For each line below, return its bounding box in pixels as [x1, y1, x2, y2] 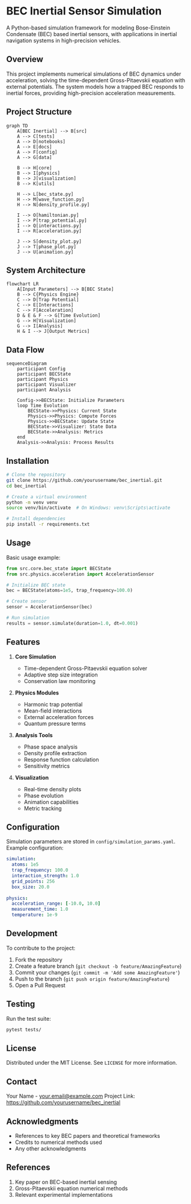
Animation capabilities [23, 798, 79, 806]
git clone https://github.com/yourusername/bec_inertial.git [6, 477, 163, 483]
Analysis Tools [14, 731, 53, 738]
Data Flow [6, 344, 44, 355]
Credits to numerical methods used [14, 1139, 102, 1146]
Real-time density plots [23, 785, 82, 792]
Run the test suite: [6, 1015, 51, 1022]
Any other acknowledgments [14, 1145, 86, 1152]
